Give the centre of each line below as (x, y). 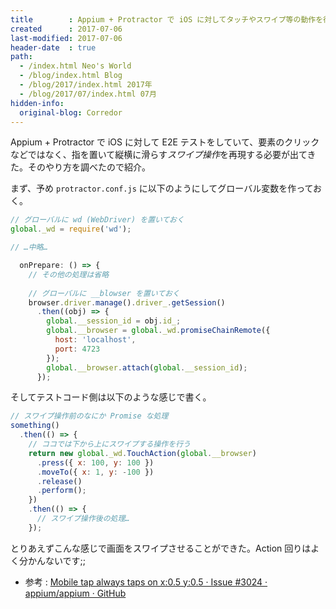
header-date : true (53, 47)
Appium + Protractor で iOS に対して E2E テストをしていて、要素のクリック (165, 142)
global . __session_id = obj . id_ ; (114, 321)
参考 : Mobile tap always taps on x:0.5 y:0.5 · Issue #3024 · (146, 582)
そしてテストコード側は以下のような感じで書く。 (111, 397)
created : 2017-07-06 (66, 29)
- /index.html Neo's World (75, 66)
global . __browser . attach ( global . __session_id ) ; (147, 367)
